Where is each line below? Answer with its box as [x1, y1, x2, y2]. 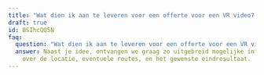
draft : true [8, 19, 47, 27]
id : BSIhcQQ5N [8, 26, 55, 34]
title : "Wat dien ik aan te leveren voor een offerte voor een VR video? [8, 11, 255, 20]
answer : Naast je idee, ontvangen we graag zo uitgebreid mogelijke [15, 48, 244, 55]
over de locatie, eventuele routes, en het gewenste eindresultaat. [22, 55, 251, 63]
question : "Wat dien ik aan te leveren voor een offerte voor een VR [15, 41, 247, 48]
